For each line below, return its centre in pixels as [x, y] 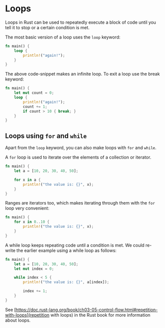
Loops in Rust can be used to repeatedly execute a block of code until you [81, 22]
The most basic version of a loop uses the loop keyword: [63, 37]
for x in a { [27, 180]
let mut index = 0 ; [34, 269]
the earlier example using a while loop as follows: [67, 250]
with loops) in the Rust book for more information [100, 315]
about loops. [18, 320]
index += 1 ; [35, 291]
